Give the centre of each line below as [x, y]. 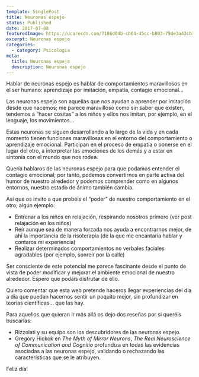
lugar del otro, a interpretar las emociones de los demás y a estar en [89, 151]
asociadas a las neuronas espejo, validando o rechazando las [89, 351]
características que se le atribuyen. [58, 357]
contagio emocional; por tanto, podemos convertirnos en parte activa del [95, 175]
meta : [13, 56]
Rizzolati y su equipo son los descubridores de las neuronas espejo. [98, 332]
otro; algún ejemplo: [31, 205]
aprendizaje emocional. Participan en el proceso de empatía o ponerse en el [99, 145]
